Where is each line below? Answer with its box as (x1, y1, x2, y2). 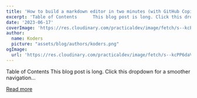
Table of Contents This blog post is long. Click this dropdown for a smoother (6, 68, 191, 75)
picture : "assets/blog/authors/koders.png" (11, 41, 119, 47)
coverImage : (6, 24, 35, 31)
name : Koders (11, 36, 43, 41)
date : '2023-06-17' (6, 19, 54, 25)
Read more (6, 85, 33, 92)
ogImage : (6, 47, 28, 52)
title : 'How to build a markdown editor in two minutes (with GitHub (6, 8, 180, 15)
